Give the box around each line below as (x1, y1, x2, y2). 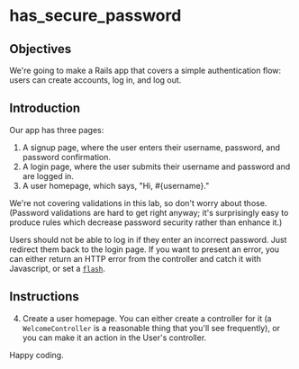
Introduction (9, 101, 81, 116)
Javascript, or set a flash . (9, 263, 105, 274)
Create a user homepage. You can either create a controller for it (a (22, 312, 272, 324)
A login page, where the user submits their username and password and (22, 161, 291, 172)
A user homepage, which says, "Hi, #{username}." (22, 180, 210, 191)
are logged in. (22, 170, 75, 181)
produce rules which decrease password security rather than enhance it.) (9, 217, 283, 228)
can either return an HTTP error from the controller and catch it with (9, 253, 261, 264)
